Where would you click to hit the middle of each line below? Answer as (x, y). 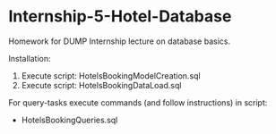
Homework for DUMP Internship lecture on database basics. (119, 41)
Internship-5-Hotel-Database (120, 17)
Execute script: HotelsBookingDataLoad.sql (101, 85)
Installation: (30, 58)
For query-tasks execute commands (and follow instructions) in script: (138, 102)
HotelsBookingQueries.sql (69, 120)
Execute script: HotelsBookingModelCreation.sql (111, 75)
